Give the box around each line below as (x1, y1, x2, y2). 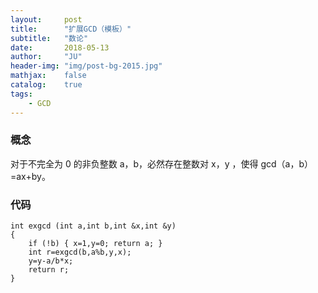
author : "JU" (10, 52, 83, 62)
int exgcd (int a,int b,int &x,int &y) (10, 221, 177, 231)
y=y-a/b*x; (28, 256, 74, 266)
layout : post (10, 14, 83, 25)
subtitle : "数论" (10, 33, 89, 43)
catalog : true (10, 80, 83, 90)
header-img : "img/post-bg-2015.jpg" (10, 61, 163, 71)
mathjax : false (10, 71, 87, 81)
